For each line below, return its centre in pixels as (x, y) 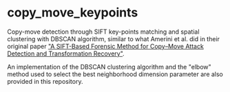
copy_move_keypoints (73, 13)
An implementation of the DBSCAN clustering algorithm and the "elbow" (109, 67)
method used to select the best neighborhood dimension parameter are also (115, 74)
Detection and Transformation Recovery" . (66, 54)
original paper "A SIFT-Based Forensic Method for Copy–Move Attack (106, 46)
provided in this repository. (45, 81)
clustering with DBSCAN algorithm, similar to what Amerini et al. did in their (114, 38)
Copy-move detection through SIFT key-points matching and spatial (103, 32)
